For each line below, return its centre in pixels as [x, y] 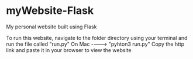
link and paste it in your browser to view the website [69, 50]
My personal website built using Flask [51, 27]
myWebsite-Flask [50, 11]
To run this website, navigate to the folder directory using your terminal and [97, 38]
